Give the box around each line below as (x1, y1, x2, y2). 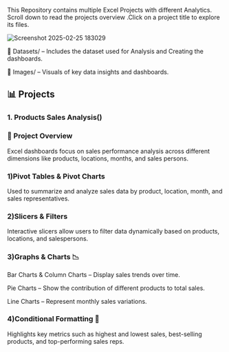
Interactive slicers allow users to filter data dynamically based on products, (7, 227, 220, 236)
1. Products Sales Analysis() (7, 113, 102, 123)
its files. (7, 21, 30, 28)
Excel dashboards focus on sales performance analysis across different (7, 147, 210, 155)
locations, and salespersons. (7, 234, 89, 243)
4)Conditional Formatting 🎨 (7, 314, 100, 324)
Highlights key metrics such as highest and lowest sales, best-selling (7, 330, 203, 338)
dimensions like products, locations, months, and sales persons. (7, 154, 189, 163)
